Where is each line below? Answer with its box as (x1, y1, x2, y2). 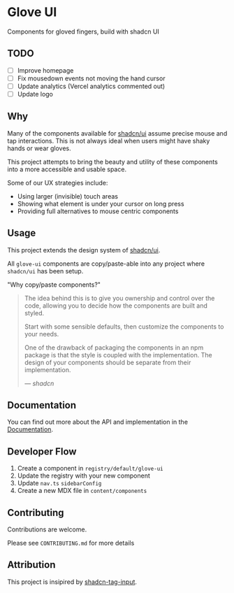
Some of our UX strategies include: (7, 178, 108, 187)
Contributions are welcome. (7, 525, 87, 534)
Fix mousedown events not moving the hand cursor (17, 74, 166, 83)
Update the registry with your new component (17, 471, 150, 480)
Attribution (7, 559, 56, 571)
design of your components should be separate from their (24, 358, 191, 366)
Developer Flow (7, 445, 77, 457)
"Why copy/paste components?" (7, 280, 101, 289)
